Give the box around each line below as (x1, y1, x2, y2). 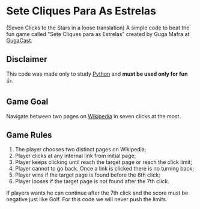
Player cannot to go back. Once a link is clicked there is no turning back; (14, 165, 194, 172)
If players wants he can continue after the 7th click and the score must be (6, 189, 189, 196)
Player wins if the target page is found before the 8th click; (14, 171, 160, 178)
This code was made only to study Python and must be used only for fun (6, 70, 188, 77)
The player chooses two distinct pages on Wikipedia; (14, 146, 147, 153)
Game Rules (6, 130, 52, 140)
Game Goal (6, 97, 49, 107)
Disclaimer (6, 54, 47, 64)
